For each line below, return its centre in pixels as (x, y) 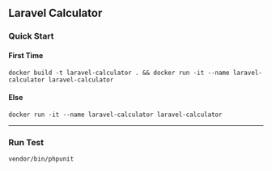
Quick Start (31, 36)
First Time (26, 55)
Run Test (26, 142)
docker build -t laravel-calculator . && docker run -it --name (119, 73)
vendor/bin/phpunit (41, 159)
